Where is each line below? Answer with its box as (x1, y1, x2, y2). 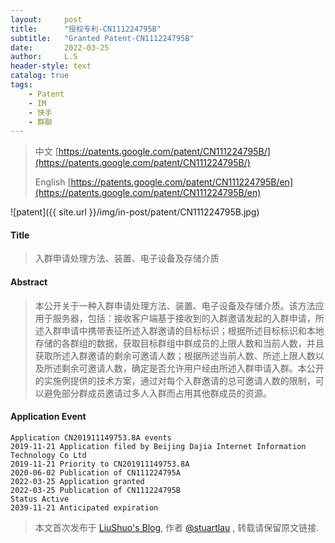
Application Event (10, 411, 87, 423)
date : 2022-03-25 (10, 42, 110, 53)
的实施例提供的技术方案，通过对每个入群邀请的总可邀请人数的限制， (34, 374, 316, 386)
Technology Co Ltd (10, 450, 87, 460)
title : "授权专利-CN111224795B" (10, 24, 162, 34)
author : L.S (10, 52, 78, 62)
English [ (34, 176, 72, 188)
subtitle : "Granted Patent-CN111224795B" (10, 33, 195, 43)
